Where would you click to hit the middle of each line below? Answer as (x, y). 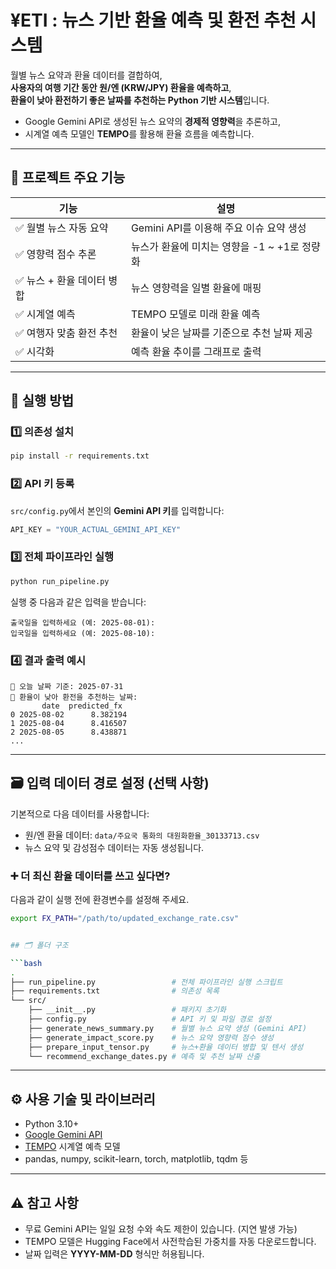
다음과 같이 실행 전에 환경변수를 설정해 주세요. (100, 900)
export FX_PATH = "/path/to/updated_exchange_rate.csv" (125, 919)
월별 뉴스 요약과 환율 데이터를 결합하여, (86, 75)
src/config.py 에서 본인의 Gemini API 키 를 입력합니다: (117, 510)
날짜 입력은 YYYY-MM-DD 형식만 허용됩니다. (114, 1254)
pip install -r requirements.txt (80, 456)
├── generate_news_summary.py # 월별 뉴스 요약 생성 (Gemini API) (168, 1028)
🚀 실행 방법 (42, 401)
